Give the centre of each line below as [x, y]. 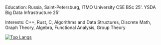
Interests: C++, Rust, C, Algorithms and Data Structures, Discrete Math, [78, 22]
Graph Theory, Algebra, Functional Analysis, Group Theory [65, 27]
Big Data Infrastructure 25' [32, 12]
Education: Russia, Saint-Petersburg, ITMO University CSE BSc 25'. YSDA [80, 7]
